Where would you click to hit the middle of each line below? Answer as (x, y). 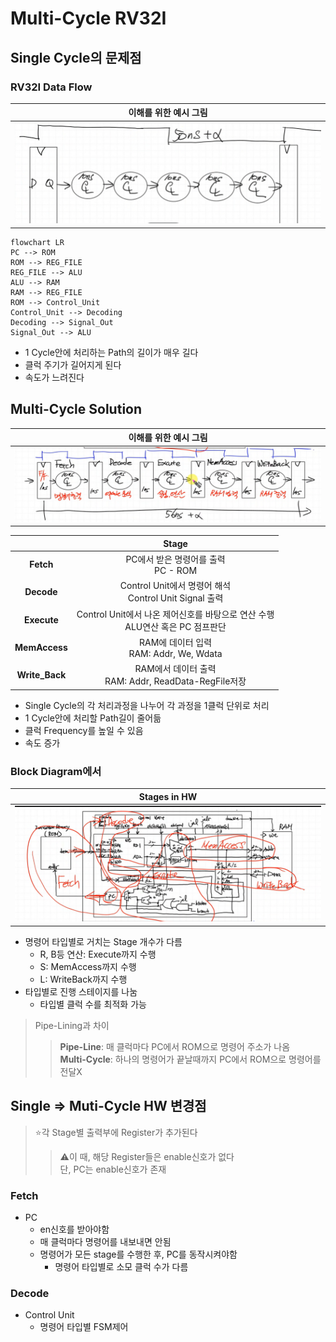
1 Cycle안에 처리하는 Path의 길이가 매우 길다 (111, 352)
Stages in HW (168, 796)
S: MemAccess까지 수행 (88, 966)
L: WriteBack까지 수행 (83, 979)
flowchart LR (37, 242)
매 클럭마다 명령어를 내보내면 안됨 (105, 1242)
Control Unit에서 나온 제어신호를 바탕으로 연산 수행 (175, 614)
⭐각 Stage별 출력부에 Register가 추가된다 (116, 1132)
